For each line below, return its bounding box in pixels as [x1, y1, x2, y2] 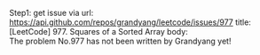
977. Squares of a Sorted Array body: [52, 27, 188, 36]
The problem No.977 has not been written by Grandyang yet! [9, 35, 232, 46]
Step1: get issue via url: [9, 8, 94, 18]
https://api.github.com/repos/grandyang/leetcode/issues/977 [9, 17, 233, 27]
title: [234, 17, 251, 27]
